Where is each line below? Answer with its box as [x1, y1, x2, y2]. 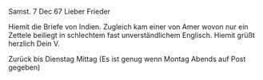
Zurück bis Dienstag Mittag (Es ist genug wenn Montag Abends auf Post [8, 55, 246, 63]
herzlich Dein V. [8, 39, 60, 48]
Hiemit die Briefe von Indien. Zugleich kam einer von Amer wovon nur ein [8, 22, 249, 31]
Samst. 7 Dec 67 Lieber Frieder [8, 7, 110, 16]
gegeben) [8, 63, 41, 72]
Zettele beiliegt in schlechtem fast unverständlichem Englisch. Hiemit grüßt [8, 31, 256, 40]
